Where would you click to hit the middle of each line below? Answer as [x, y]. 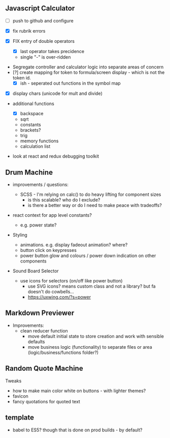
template [20, 418]
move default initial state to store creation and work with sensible [96, 336]
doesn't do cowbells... [51, 292]
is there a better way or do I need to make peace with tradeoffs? [95, 205]
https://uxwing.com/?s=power [59, 297]
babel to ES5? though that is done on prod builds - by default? [77, 430]
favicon [21, 396]
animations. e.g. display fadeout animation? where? [74, 245]
